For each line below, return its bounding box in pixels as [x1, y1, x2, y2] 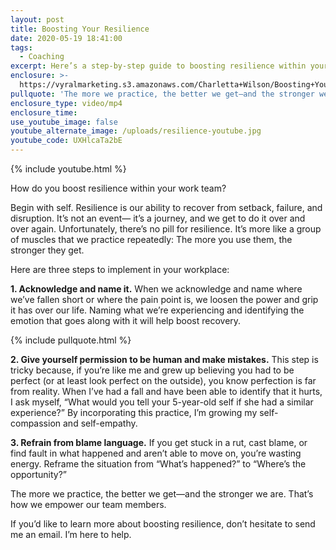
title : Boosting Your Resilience [10, 24, 150, 34]
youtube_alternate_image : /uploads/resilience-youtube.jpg [10, 126, 262, 136]
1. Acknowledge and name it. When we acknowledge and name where [10, 283, 303, 295]
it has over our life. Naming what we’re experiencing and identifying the [10, 304, 305, 316]
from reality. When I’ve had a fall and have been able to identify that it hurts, [10, 386, 323, 397]
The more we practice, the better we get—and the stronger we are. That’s [10, 488, 314, 500]
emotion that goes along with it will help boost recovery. [10, 315, 242, 326]
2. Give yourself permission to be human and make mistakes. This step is [10, 354, 319, 365]
